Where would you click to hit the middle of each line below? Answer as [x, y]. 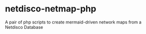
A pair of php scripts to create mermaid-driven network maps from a [73, 22]
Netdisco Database [24, 27]
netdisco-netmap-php [51, 9]
